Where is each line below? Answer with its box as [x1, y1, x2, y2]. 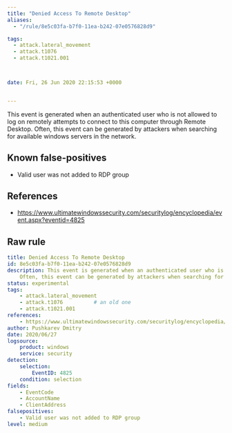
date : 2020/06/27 [7, 331, 57, 338]
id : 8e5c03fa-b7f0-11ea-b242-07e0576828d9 [7, 261, 131, 268]
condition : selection [19, 376, 81, 383]
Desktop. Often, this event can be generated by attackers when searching [7, 125, 217, 133]
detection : [7, 356, 39, 364]
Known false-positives [7, 152, 107, 164]
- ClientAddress [19, 401, 67, 409]
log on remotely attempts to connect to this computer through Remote [7, 117, 206, 125]
